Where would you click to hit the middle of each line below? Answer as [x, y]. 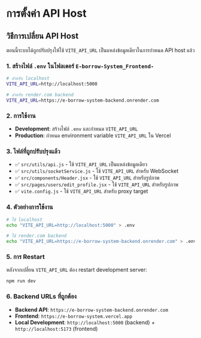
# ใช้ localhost [25, 220]
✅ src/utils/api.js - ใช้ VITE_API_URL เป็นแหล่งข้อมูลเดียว [81, 165]
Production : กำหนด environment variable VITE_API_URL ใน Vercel [93, 136]
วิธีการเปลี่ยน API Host [42, 36]
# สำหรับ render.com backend [40, 95]
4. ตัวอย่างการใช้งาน [30, 207]
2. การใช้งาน [21, 115]
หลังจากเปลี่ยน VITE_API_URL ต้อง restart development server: [77, 270]
